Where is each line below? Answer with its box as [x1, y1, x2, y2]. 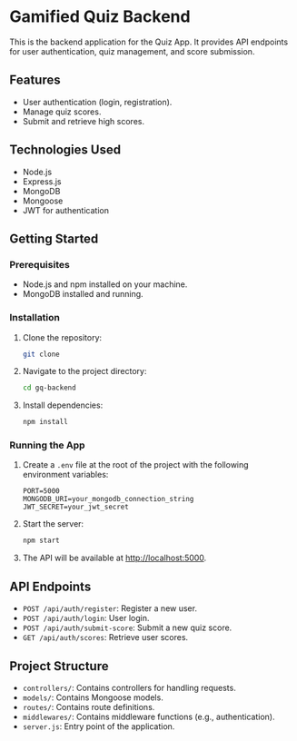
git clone [22, 350, 61, 359]
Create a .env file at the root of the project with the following [22, 459, 249, 470]
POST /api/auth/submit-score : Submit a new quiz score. [22, 622, 233, 633]
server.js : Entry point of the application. [22, 720, 175, 732]
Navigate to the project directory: [22, 366, 147, 377]
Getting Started [9, 231, 99, 246]
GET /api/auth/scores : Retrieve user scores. [22, 632, 189, 643]
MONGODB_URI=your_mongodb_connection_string [22, 495, 194, 504]
